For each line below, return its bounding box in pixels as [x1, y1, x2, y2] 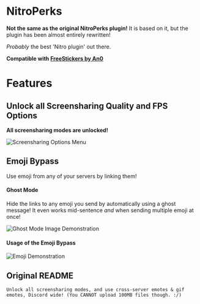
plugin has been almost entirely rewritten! [6, 31, 111, 38]
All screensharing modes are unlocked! [6, 126, 108, 134]
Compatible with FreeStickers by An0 [6, 55, 104, 62]
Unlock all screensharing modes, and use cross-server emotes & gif [6, 286, 185, 292]
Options [6, 110, 38, 121]
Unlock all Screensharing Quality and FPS [6, 101, 168, 111]
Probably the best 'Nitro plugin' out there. [6, 43, 111, 50]
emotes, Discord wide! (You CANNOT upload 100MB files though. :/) [6, 292, 182, 298]
